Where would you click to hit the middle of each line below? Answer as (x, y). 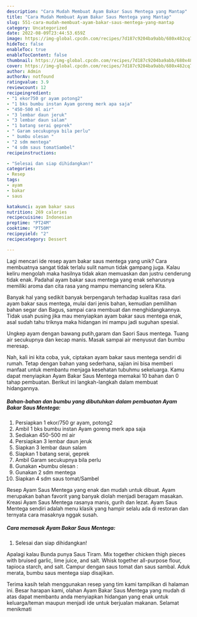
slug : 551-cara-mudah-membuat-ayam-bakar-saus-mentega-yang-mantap (91, 22)
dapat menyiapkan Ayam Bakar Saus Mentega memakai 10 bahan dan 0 (93, 375)
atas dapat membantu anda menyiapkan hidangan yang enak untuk (88, 597)
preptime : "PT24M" (29, 223)
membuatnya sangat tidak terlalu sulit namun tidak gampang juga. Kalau (93, 267)
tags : (13, 180)
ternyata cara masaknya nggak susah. (53, 515)
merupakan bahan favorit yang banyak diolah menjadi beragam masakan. (95, 496)
